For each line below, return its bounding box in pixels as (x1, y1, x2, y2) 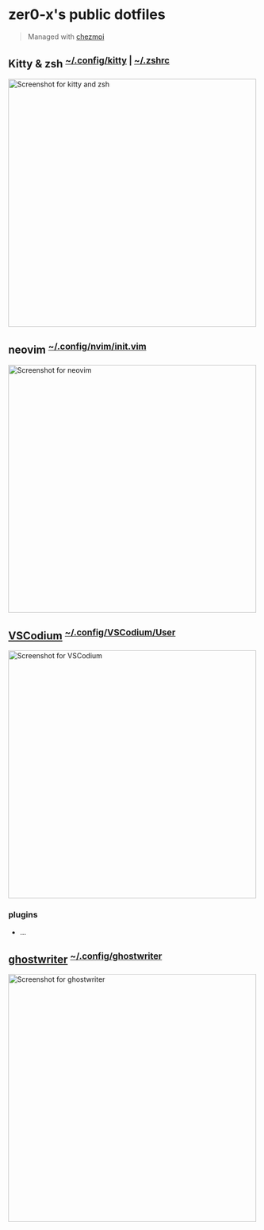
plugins (8, 910, 38, 921)
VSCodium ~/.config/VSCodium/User (8, 626, 176, 642)
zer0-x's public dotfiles (8, 6, 166, 24)
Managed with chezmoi (27, 32, 105, 41)
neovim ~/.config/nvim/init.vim (8, 341, 147, 357)
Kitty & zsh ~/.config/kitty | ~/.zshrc (8, 55, 170, 71)
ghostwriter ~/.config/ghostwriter (8, 950, 163, 967)
